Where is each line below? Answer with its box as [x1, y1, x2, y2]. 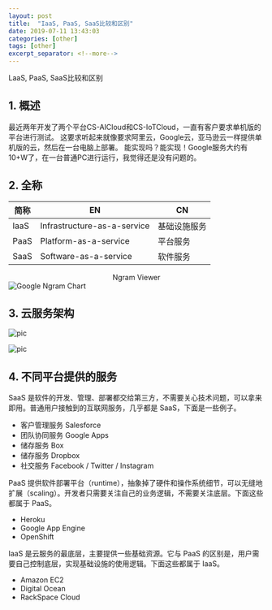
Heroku [19, 515, 45, 525]
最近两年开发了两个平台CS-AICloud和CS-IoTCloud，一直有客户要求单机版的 [8, 122, 261, 132]
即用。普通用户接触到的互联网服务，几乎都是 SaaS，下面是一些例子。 [8, 403, 241, 413]
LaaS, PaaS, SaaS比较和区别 [8, 73, 103, 82]
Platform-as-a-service [40, 235, 130, 246]
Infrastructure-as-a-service [40, 220, 150, 231]
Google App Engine [19, 523, 85, 533]
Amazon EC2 [19, 575, 64, 585]
